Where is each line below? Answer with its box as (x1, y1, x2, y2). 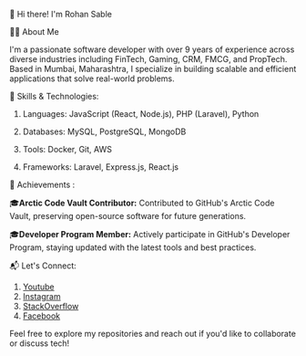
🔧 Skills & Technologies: (9, 91, 99, 101)
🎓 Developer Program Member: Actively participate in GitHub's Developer (9, 229, 291, 239)
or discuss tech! (9, 338, 70, 349)
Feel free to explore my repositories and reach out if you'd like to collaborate (9, 329, 296, 339)
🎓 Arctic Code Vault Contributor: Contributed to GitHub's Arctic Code (9, 197, 275, 208)
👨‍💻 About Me (9, 26, 59, 37)
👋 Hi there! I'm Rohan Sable (9, 9, 112, 19)
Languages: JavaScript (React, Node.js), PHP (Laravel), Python (22, 109, 260, 119)
